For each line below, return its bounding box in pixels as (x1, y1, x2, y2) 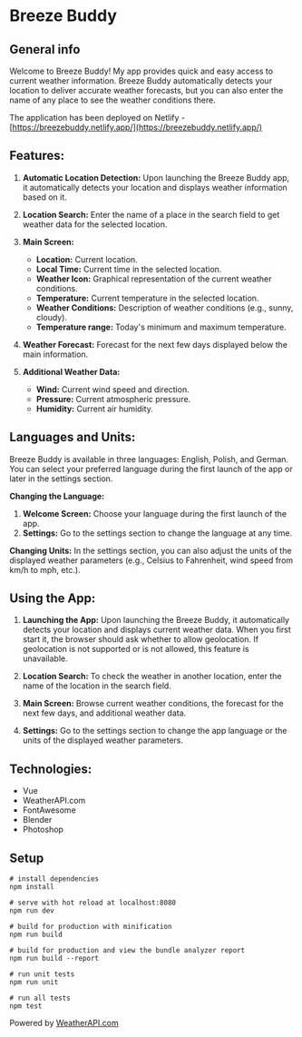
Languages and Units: (9, 430, 136, 445)
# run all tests (9, 993, 71, 1003)
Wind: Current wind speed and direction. (35, 383, 190, 395)
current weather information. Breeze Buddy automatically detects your (9, 75, 273, 86)
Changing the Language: (9, 490, 105, 501)
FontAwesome (22, 805, 77, 815)
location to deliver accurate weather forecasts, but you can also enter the (9, 85, 284, 95)
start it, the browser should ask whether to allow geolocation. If (22, 634, 259, 645)
